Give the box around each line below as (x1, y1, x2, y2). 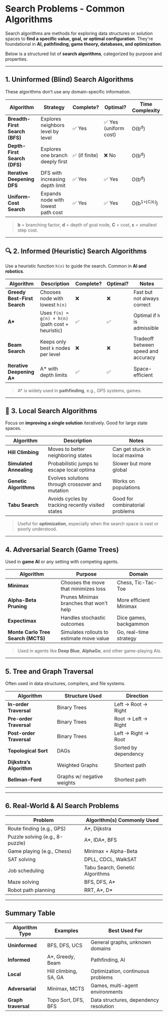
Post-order (7, 730, 35, 736)
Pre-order (7, 715, 32, 722)
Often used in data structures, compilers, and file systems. (5, 681, 126, 686)
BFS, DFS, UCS (47, 942, 82, 949)
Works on (112, 478, 135, 485)
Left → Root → (114, 701, 148, 708)
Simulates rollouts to (60, 629, 108, 636)
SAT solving (7, 856, 36, 863)
